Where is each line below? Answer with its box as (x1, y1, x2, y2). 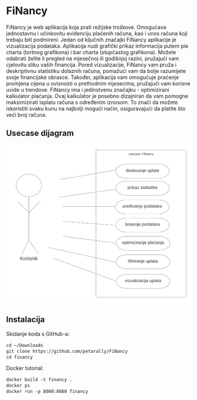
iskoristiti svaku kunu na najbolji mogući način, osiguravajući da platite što (6, 105, 186, 112)
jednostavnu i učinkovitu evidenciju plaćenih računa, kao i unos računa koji (6, 29, 188, 37)
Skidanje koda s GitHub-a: (6, 330, 70, 337)
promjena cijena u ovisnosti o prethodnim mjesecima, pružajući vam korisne (6, 80, 191, 87)
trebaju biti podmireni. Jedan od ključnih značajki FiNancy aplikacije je (6, 36, 177, 43)
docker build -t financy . (6, 376, 73, 382)
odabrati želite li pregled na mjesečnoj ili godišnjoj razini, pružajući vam (6, 55, 179, 62)
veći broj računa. (6, 111, 47, 118)
